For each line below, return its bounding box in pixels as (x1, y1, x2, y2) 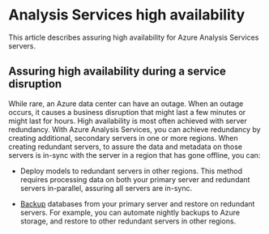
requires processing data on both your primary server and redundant (19, 174, 250, 184)
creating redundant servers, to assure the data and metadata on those (8, 142, 243, 151)
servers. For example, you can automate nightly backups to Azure (19, 207, 241, 217)
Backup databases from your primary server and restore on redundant (19, 198, 255, 208)
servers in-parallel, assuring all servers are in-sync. (19, 183, 193, 193)
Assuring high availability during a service (8, 65, 227, 79)
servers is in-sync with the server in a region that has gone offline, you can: (8, 150, 261, 160)
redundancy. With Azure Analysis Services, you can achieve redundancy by (8, 124, 261, 134)
